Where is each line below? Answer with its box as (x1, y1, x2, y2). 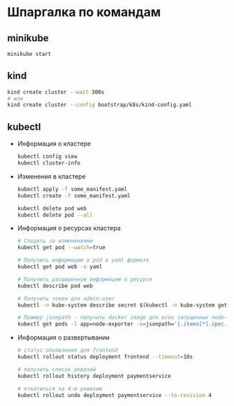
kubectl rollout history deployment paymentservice (17, 372, 171, 379)
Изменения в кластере (17, 172, 86, 181)
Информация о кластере (17, 139, 92, 148)
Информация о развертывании (17, 333, 110, 342)
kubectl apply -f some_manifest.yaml (17, 185, 128, 192)
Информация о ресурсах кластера (17, 224, 121, 232)
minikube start (7, 50, 52, 57)
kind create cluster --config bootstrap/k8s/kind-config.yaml (7, 101, 192, 108)
